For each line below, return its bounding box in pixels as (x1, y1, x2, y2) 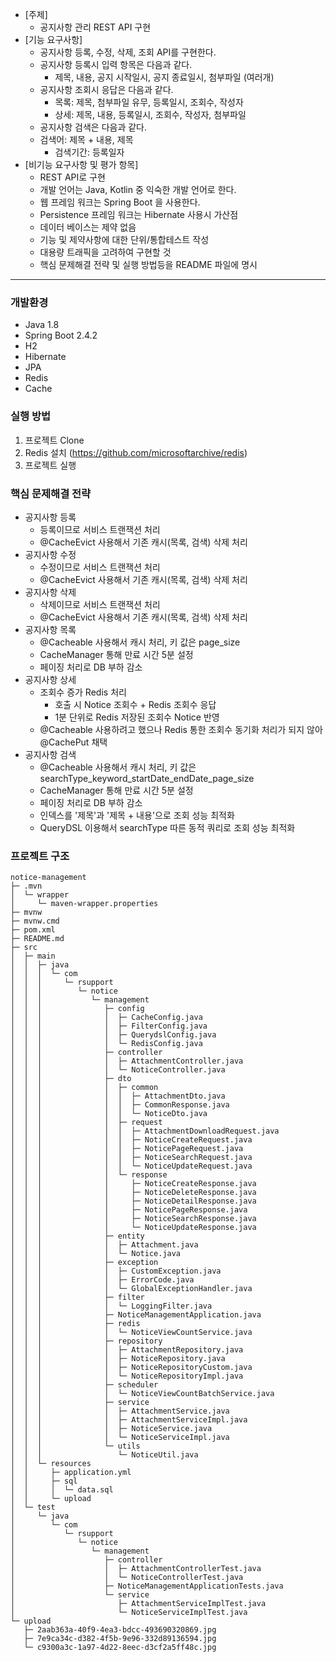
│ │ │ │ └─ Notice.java (10, 1249, 182, 1259)
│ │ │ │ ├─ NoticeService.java (10, 1424, 213, 1434)
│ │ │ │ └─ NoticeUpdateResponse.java (10, 1223, 257, 1233)
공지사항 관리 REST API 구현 (39, 21, 152, 33)
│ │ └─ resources (10, 1459, 92, 1469)
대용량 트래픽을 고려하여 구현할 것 (39, 246, 172, 258)
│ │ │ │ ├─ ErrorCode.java (10, 1275, 195, 1285)
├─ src (10, 943, 38, 953)
